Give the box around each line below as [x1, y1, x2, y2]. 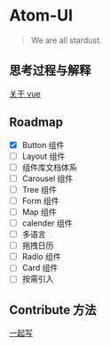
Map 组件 [21, 206, 57, 217]
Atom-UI [9, 5, 74, 26]
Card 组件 [21, 262, 59, 273]
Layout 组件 [21, 151, 66, 161]
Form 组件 [21, 195, 59, 206]
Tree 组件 [21, 184, 58, 194]
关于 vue [9, 88, 42, 99]
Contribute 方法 [9, 302, 97, 317]
